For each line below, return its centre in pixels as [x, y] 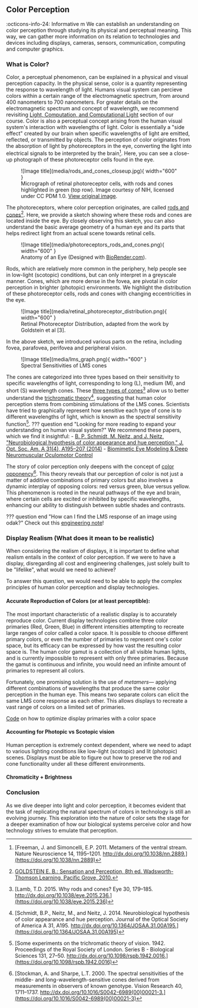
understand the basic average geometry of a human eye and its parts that [95, 227]
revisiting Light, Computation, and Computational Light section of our [90, 115]
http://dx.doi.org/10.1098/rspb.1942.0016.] [118, 956]
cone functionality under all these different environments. [76, 763]
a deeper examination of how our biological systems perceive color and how [99, 824]
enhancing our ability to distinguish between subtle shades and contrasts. [96, 505]
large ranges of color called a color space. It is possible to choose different [97, 633]
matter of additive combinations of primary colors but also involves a [90, 480]
